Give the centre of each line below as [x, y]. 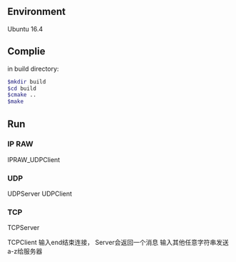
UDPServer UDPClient [40, 194]
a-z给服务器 [25, 251]
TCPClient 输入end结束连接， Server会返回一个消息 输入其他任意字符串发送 [118, 243]
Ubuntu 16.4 [25, 29]
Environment [37, 12]
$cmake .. [22, 95]
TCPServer [24, 228]
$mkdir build [27, 81]
